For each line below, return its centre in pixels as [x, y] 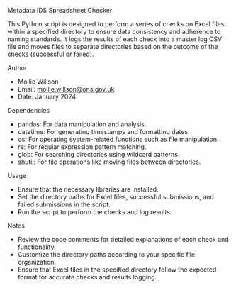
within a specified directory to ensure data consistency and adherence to [114, 32]
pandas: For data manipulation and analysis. [82, 124]
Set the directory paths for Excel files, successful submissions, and [116, 197]
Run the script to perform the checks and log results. [95, 212]
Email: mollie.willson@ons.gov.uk [66, 89]
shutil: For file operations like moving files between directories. [109, 162]
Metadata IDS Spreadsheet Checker [60, 10]
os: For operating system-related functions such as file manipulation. [118, 139]
